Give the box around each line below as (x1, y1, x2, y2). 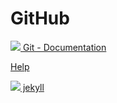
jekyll (22, 81, 45, 93)
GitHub (10, 7, 70, 30)
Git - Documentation (22, 41, 107, 53)
